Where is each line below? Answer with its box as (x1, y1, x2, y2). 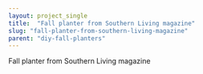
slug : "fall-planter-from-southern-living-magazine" (8, 27, 189, 35)
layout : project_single (8, 11, 88, 20)
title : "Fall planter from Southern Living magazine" (8, 19, 196, 27)
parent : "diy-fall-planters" (8, 34, 106, 43)
